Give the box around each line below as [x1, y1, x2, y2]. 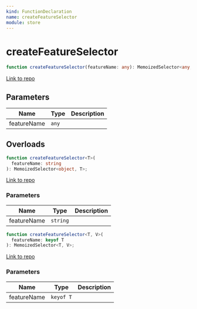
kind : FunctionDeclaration [6, 8, 72, 15]
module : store [6, 19, 41, 25]
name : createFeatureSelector [6, 14, 77, 20]
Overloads [6, 139, 45, 149]
